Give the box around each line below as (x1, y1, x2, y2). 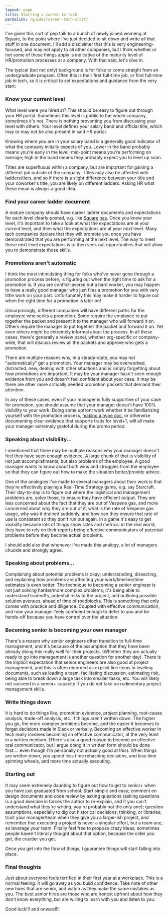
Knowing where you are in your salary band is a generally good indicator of (5, 138, 160, 144)
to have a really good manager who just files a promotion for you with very (5, 287, 159, 293)
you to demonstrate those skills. (5, 247, 71, 253)
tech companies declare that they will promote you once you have (5, 231, 141, 237)
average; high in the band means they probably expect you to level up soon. (5, 154, 162, 160)
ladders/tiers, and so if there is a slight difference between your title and (5, 175, 154, 181)
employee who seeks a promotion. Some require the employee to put (5, 313, 148, 319)
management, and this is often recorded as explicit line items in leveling (5, 665, 153, 671)
